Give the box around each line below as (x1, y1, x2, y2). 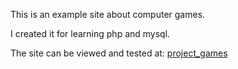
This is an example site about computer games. (10, 9, 206, 20)
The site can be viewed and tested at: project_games (10, 47, 228, 59)
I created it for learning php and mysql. (10, 28, 171, 39)
